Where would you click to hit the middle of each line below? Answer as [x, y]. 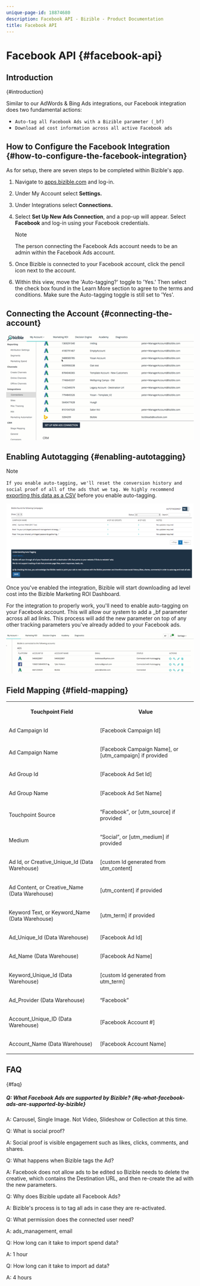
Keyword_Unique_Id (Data [40, 975]
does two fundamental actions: [44, 110]
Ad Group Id [24, 774]
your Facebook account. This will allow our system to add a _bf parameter [97, 612]
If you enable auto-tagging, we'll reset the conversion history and [94, 483]
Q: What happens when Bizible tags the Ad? [60, 1160]
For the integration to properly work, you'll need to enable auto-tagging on [97, 605]
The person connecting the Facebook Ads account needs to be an [96, 246]
